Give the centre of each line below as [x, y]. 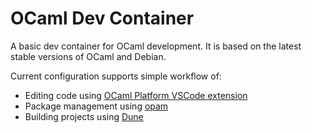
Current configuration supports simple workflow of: [116, 76]
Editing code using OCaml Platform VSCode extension [136, 95]
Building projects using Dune [84, 116]
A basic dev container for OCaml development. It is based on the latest [156, 46]
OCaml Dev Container [102, 18]
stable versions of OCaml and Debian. [88, 56]
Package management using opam [96, 106]
